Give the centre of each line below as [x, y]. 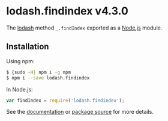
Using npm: [20, 61]
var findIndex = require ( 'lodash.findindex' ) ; [65, 101]
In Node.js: [19, 89]
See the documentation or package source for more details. [80, 112]
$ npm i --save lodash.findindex [48, 78]
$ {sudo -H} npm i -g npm [38, 72]
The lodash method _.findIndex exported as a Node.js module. [84, 28]
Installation [28, 47]
